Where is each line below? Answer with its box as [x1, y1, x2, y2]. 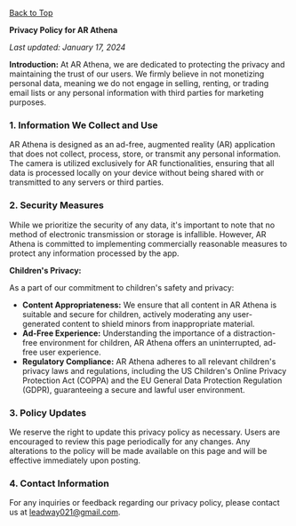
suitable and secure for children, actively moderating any [21, 308, 231, 319]
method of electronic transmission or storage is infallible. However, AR [9, 228, 267, 239]
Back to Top [9, 8, 53, 18]
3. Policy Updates [9, 406, 87, 418]
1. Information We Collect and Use [9, 119, 158, 131]
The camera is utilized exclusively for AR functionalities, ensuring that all [9, 158, 275, 169]
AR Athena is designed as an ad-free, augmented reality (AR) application [9, 139, 276, 150]
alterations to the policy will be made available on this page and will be [9, 445, 268, 456]
